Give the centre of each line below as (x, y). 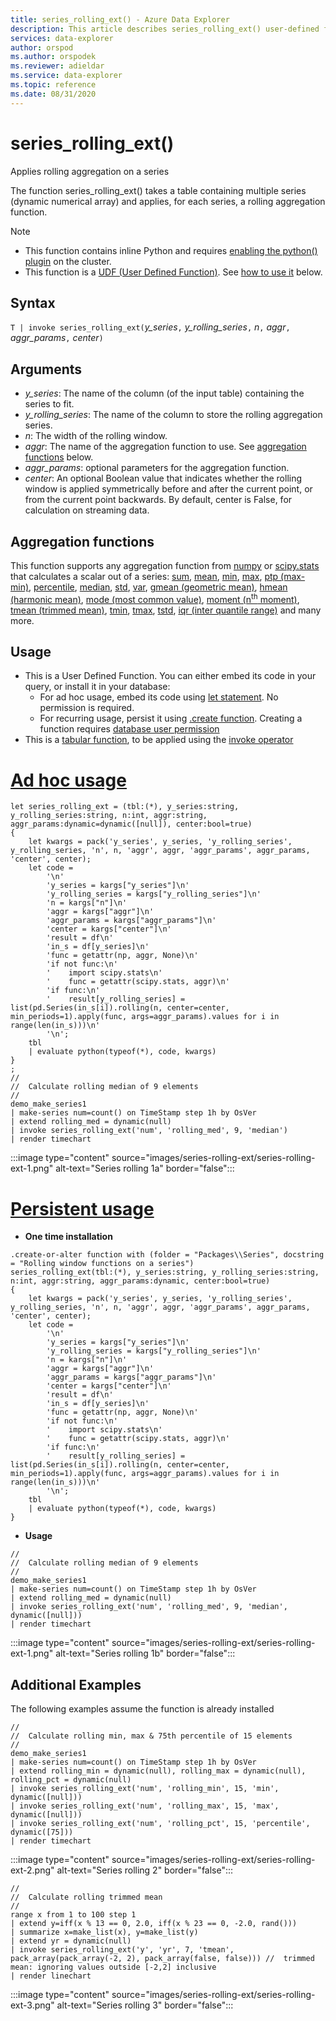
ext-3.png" (32, 2005)
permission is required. (87, 708)
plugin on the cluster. (68, 261)
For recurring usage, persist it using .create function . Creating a (171, 718)
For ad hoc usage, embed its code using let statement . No (159, 697)
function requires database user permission (129, 729)
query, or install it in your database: (97, 687)
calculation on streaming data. (87, 510)
